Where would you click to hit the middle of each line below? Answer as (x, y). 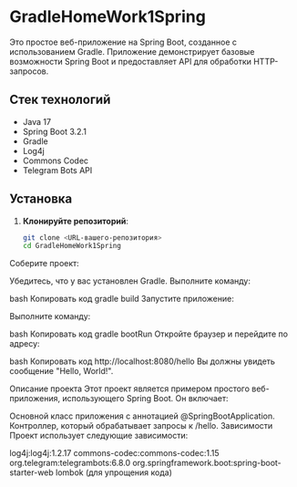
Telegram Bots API (57, 170)
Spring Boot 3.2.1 (54, 131)
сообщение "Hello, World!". (61, 371)
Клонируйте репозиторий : (76, 221)
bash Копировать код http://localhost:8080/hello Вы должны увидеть (143, 361)
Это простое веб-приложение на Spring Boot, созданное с (123, 42)
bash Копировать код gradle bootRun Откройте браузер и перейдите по (149, 334)
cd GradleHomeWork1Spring (72, 246)
